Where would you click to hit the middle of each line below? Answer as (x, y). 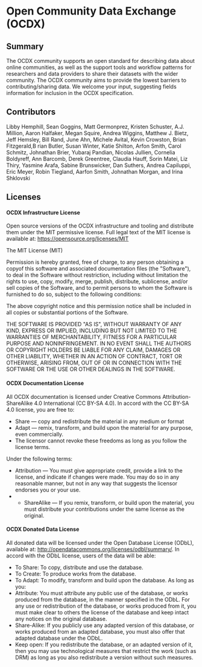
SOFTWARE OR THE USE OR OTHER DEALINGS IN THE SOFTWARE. (91, 369)
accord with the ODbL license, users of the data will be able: (81, 556)
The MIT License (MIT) (35, 251)
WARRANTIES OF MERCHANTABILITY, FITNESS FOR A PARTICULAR (91, 337)
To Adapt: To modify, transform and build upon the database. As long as (104, 580)
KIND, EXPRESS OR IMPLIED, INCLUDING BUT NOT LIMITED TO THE (92, 330)
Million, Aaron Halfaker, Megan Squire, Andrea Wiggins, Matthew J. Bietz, (97, 133)
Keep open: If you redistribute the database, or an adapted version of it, (104, 644)
